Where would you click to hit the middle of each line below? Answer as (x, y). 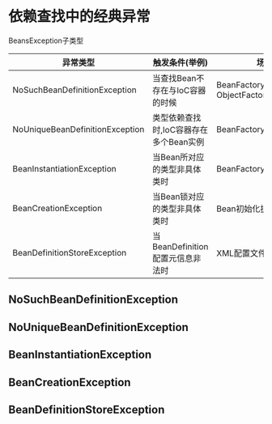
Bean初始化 (238, 209)
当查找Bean (174, 78)
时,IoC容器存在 (181, 129)
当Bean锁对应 (178, 197)
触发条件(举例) (180, 62)
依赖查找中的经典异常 (80, 17)
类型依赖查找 (177, 117)
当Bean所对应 (178, 157)
